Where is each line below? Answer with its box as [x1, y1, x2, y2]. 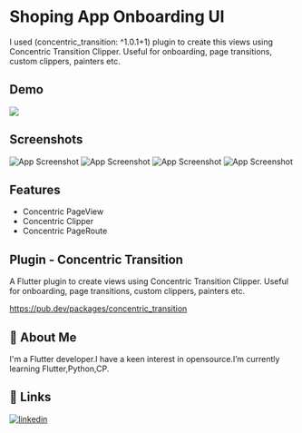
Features [9, 182, 61, 197]
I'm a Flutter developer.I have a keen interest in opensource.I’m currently [9, 354, 280, 364]
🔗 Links [9, 389, 52, 405]
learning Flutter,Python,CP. [9, 363, 110, 374]
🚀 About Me [9, 330, 77, 345]
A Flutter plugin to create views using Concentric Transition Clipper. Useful [9, 276, 288, 287]
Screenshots [9, 132, 83, 147]
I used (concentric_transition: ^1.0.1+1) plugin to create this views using [9, 36, 274, 47]
